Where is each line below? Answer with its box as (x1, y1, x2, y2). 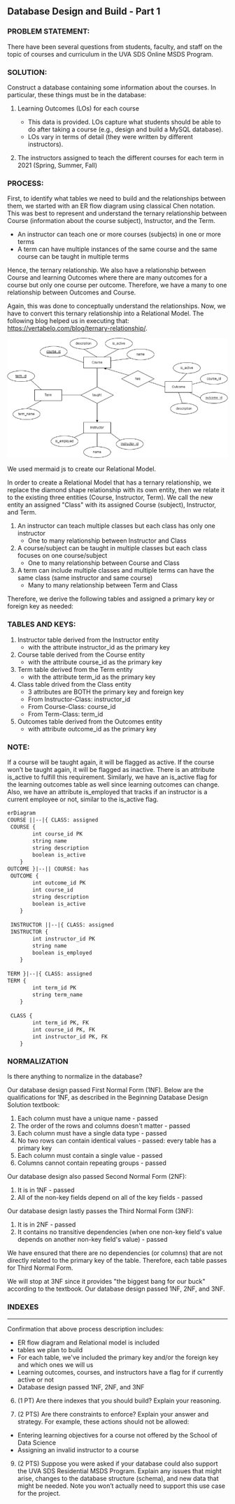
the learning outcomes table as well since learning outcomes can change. (7, 780, 220, 789)
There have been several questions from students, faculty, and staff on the (7, 42, 222, 51)
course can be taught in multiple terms (17, 252, 129, 261)
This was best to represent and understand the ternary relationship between (7, 209, 227, 217)
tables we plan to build (17, 1345, 83, 1354)
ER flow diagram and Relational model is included (17, 1338, 159, 1347)
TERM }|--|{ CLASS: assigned (7, 970, 92, 977)
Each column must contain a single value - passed (17, 1152, 163, 1160)
